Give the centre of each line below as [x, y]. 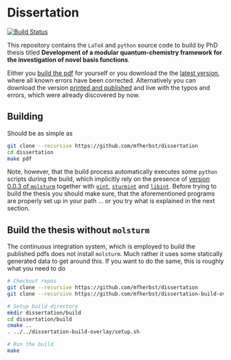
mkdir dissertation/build [44, 313]
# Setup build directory [43, 306]
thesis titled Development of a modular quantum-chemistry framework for [115, 52]
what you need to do [36, 268]
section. [19, 209]
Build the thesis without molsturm [78, 230]
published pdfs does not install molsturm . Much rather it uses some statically [115, 254]
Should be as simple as [40, 133]
